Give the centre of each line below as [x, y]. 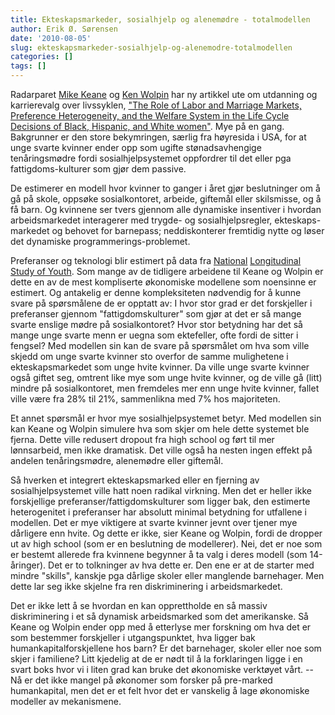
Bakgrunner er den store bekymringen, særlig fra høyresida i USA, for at [158, 137]
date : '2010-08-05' [51, 38]
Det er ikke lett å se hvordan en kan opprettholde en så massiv [139, 605]
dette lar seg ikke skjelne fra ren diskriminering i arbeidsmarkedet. [146, 586]
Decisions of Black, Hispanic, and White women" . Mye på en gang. [147, 126]
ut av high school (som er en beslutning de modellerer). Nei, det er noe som [166, 544]
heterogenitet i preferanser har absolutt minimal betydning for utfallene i [158, 512]
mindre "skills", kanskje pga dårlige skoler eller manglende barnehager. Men [167, 575]
